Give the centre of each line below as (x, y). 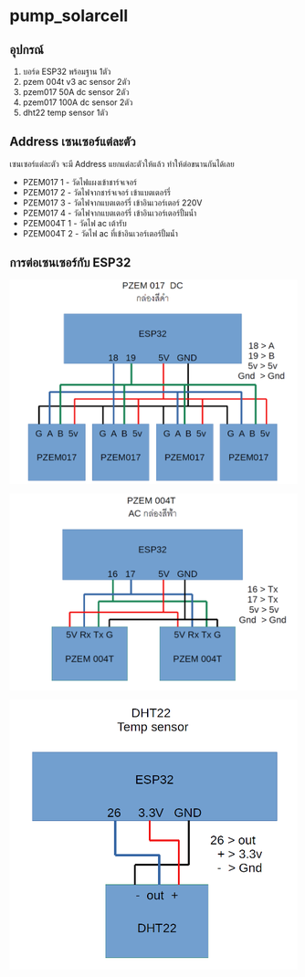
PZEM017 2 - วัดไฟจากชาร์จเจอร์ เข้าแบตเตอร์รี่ (97, 192)
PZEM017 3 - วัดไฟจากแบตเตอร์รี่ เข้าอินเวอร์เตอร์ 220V (112, 203)
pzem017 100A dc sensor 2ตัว (78, 102)
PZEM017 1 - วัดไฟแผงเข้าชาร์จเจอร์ (80, 182)
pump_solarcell (69, 16)
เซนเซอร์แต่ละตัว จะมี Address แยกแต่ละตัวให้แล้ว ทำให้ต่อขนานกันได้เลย (122, 163)
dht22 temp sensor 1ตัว (65, 112)
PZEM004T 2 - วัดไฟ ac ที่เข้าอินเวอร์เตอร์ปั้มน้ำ (100, 233)
